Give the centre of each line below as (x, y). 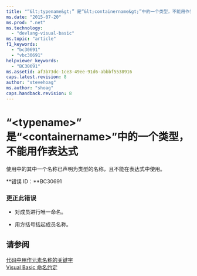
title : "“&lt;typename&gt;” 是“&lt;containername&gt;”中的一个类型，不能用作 (98, 11)
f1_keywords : (22, 45)
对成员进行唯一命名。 (40, 211)
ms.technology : (25, 28)
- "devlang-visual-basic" (43, 33)
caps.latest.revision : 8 (36, 77)
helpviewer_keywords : (33, 60)
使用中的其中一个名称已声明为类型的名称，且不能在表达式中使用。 (86, 169)
